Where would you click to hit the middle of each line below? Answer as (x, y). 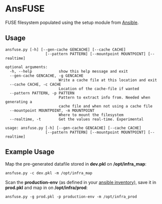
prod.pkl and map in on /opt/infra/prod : (47, 188)
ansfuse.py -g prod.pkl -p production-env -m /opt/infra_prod (71, 197)
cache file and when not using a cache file (106, 106)
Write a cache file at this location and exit (108, 80)
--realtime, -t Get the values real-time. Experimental (77, 119)
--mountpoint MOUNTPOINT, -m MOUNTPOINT (52, 110)
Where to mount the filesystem (91, 115)
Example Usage (30, 152)
